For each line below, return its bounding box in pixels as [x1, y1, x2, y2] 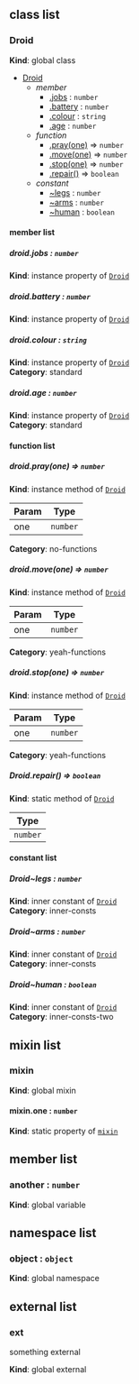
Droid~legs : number [9, 873, 83, 884]
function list [9, 440, 56, 451]
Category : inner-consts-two [9, 1012, 114, 1022]
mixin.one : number [9, 1105, 78, 1116]
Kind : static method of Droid [9, 793, 115, 803]
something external [9, 1347, 81, 1358]
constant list [9, 852, 57, 864]
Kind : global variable [9, 1199, 87, 1210]
